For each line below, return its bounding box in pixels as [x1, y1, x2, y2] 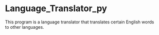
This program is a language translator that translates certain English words [5, 19, 154, 25]
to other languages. [5, 24, 44, 30]
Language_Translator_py [5, 3, 107, 14]
